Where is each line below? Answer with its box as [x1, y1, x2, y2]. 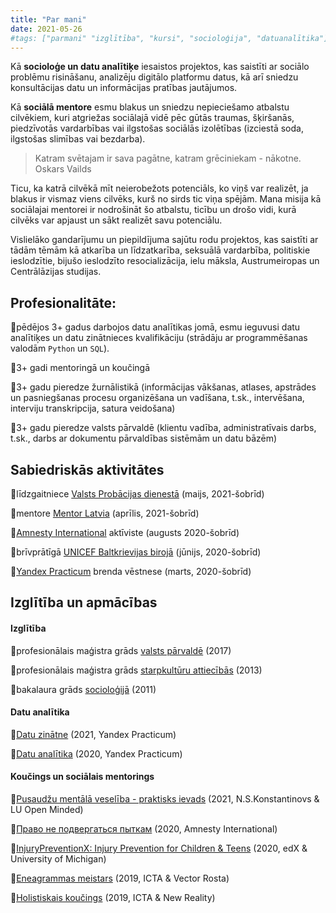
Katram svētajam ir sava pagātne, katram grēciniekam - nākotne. [34, 152, 302, 165]
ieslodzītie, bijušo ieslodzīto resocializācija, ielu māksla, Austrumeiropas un [10, 255, 320, 267]
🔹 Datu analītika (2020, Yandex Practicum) [10, 747, 183, 760]
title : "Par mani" [10, 14, 87, 25]
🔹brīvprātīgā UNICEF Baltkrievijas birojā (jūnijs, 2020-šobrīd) [10, 546, 262, 558]
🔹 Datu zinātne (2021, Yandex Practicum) [10, 728, 177, 740]
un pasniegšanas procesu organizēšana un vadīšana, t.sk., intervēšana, [10, 392, 305, 404]
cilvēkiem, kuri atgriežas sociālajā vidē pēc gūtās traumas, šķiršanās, [10, 112, 295, 124]
